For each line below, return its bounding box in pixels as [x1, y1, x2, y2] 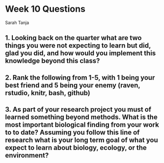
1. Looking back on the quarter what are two [5, 34, 142, 42]
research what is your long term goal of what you [5, 136, 158, 144]
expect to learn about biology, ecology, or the [5, 143, 147, 152]
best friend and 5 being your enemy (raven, [5, 81, 140, 89]
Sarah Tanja [5, 20, 29, 25]
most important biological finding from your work [5, 121, 160, 129]
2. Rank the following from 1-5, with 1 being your [5, 73, 155, 82]
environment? [5, 151, 49, 160]
